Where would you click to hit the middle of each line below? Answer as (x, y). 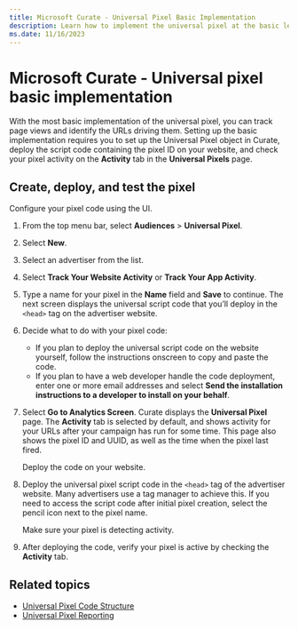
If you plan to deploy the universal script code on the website (147, 348)
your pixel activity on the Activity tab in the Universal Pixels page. (131, 159)
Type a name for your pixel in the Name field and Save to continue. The (153, 295)
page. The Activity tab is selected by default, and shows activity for (146, 422)
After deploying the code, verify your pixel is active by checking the (145, 547)
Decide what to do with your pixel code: (94, 330)
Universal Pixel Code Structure (78, 606)
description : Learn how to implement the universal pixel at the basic (144, 26)
